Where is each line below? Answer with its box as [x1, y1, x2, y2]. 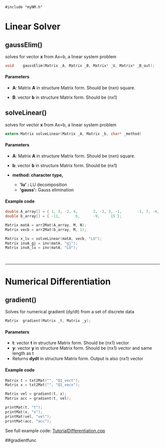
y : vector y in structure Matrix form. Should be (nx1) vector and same [12, 345, 152, 351]
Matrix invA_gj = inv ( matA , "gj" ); [5, 241, 78, 246]
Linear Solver [5, 21, 60, 32]
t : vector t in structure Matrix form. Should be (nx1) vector [12, 340, 129, 346]
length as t [12, 350, 34, 356]
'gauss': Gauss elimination [19, 187, 74, 192]
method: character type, [12, 172, 64, 178]
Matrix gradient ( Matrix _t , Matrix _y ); [5, 318, 91, 323]
